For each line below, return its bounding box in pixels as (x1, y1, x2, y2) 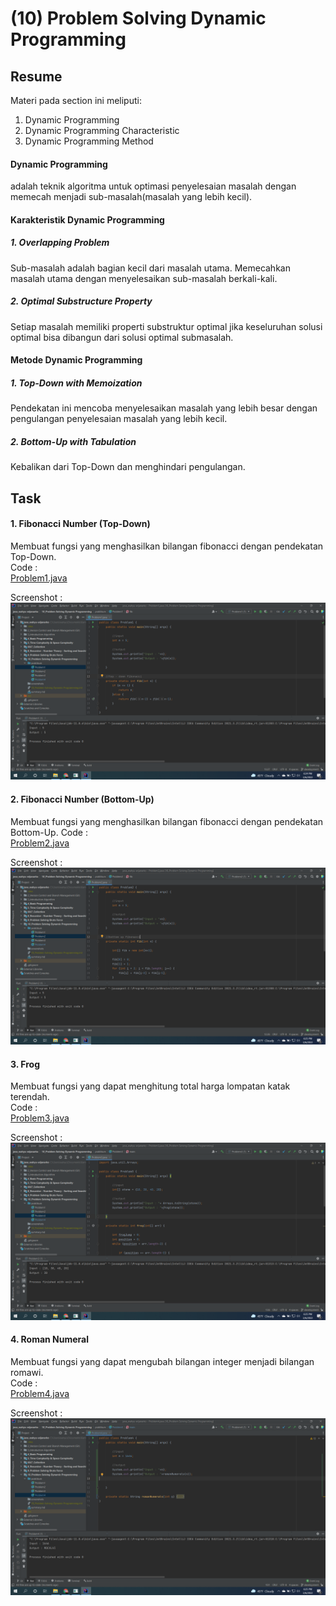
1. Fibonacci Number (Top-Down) (10, 518, 151, 530)
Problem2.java (10, 837, 70, 849)
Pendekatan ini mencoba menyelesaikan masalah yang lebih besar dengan (10, 402, 318, 414)
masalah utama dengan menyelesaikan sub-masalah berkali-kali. (10, 272, 278, 284)
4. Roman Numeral (10, 1333, 90, 1346)
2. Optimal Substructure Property (10, 295, 153, 307)
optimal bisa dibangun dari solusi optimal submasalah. (10, 331, 234, 343)
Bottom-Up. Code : (10, 826, 88, 838)
